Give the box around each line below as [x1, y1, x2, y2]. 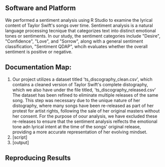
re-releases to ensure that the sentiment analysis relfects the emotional [12, 118, 158, 124]
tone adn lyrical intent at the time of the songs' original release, [12, 123, 141, 129]
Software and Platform [5, 4, 76, 12]
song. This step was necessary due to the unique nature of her [12, 97, 141, 103]
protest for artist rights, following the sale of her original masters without [12, 108, 160, 113]
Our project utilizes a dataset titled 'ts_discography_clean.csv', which [12, 76, 153, 82]
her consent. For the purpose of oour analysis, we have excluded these [12, 113, 158, 119]
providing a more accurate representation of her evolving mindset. [12, 129, 148, 135]
